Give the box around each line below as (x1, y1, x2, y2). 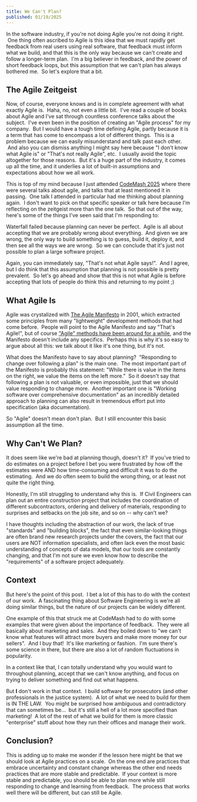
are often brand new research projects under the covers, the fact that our (6, 533, 183, 540)
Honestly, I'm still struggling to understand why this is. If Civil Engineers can (6, 490, 192, 497)
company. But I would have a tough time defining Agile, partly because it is (6, 125, 189, 132)
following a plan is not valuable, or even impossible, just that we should (6, 379, 178, 386)
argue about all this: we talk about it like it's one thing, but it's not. (6, 342, 165, 350)
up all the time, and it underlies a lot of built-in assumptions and (6, 163, 161, 170)
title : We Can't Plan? (6, 8, 62, 15)
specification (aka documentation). (6, 404, 91, 411)
